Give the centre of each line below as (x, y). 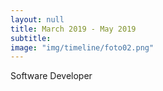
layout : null (37, 19)
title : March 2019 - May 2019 (73, 29)
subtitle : (31, 38)
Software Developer (51, 76)
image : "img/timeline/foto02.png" (82, 47)
